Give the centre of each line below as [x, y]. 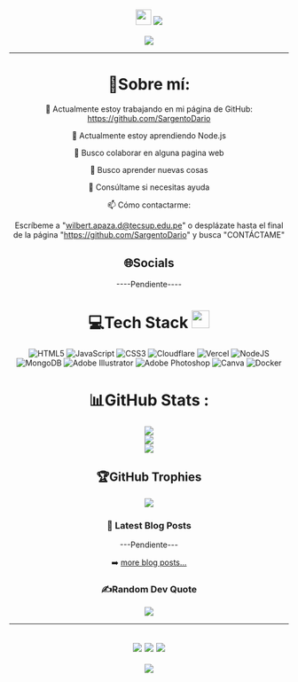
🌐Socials [149, 263]
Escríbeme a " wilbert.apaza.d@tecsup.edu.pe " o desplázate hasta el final [149, 225]
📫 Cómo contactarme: [149, 205]
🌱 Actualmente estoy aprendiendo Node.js [149, 136]
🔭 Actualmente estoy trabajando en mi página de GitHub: [149, 109]
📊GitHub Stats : [149, 400]
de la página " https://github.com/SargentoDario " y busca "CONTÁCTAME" [149, 235]
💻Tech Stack [138, 323]
